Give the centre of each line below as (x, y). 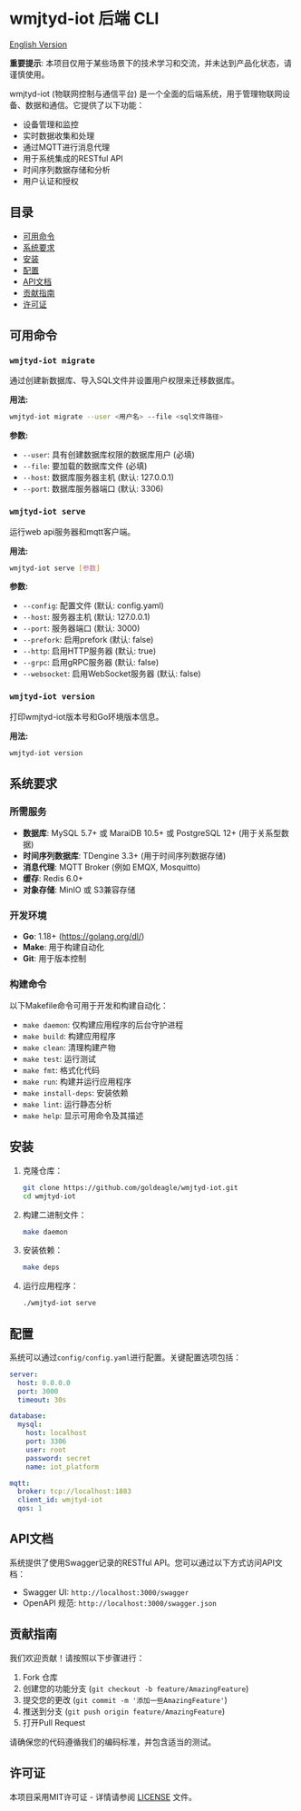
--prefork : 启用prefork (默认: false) (88, 640)
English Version (39, 44)
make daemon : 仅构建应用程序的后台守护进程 (103, 1024)
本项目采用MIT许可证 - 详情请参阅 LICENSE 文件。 (103, 1796)
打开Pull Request (54, 1722)
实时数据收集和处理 (58, 135)
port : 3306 (46, 1442)
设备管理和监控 (50, 124)
